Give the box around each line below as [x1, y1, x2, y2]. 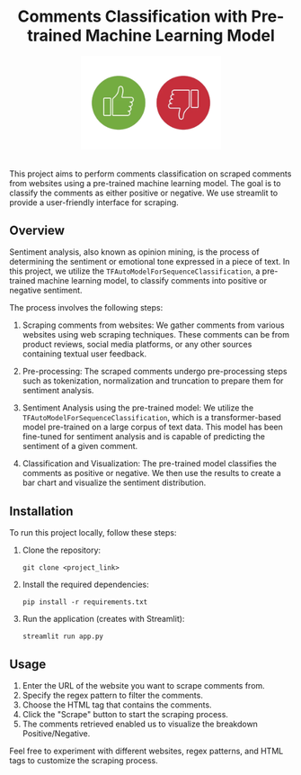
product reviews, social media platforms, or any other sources [22, 339, 252, 350]
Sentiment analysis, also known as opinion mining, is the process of [9, 247, 260, 257]
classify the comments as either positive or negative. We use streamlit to [9, 187, 279, 198]
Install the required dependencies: [22, 579, 150, 590]
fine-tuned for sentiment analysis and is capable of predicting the [22, 431, 265, 442]
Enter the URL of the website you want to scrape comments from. [22, 680, 265, 691]
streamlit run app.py [22, 632, 103, 641]
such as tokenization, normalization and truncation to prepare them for [22, 375, 284, 386]
